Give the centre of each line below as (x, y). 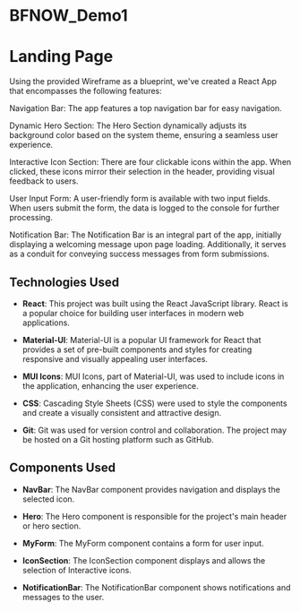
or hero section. (51, 526)
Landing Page (61, 57)
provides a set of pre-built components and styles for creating (137, 349)
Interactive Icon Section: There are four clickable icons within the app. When (150, 162)
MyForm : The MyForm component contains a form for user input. (143, 543)
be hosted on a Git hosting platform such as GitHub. (118, 439)
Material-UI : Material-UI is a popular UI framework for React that (141, 340)
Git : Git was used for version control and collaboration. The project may (154, 430)
